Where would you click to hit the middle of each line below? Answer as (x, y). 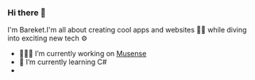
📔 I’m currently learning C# (63, 62)
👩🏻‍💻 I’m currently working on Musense (83, 54)
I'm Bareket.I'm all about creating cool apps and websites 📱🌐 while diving (127, 30)
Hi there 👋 (27, 13)
